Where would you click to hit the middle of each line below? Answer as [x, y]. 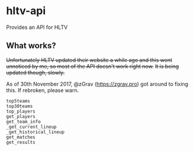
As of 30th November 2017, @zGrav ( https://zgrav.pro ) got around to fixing [97, 84]
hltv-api [26, 11]
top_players [21, 111]
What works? [31, 46]
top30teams [20, 106]
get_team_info [24, 122]
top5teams [18, 101]
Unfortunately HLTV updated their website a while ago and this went [89, 60]
